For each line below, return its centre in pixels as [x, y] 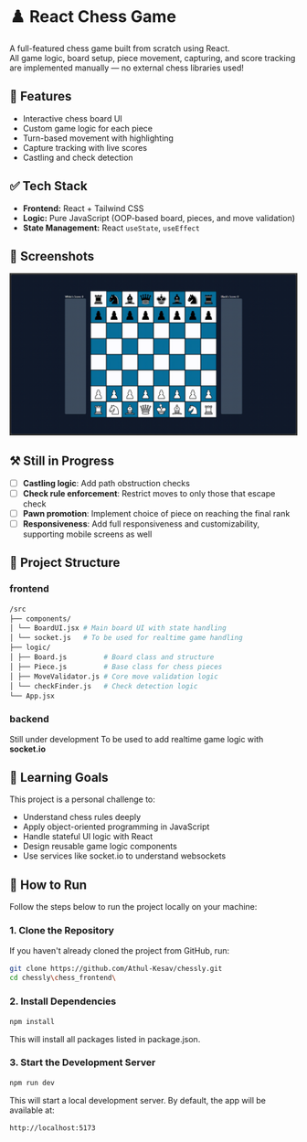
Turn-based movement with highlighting [98, 138]
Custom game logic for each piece [88, 128]
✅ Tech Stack [49, 186]
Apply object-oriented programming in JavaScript [116, 827]
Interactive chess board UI [73, 118]
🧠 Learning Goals [59, 778]
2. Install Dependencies [63, 1001]
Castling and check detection [78, 157]
